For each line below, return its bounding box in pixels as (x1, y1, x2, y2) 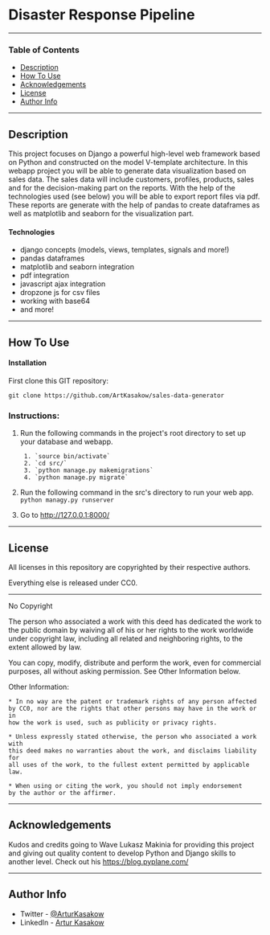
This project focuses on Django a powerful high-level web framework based (8, 149, 260, 158)
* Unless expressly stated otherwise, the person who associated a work (8, 732, 257, 740)
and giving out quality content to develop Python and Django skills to (8, 848, 236, 858)
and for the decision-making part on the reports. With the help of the (8, 183, 235, 193)
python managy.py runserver (19, 496, 114, 504)
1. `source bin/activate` (23, 453, 111, 461)
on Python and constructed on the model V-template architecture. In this (8, 158, 248, 167)
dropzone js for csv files (19, 288, 100, 297)
